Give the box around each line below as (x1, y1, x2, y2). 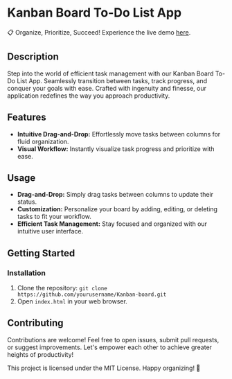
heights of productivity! (7, 350, 74, 358)
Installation (7, 268, 46, 278)
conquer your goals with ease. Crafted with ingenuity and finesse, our (7, 84, 206, 92)
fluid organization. (17, 137, 69, 146)
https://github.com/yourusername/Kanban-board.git (17, 291, 167, 299)
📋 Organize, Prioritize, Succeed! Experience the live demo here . (7, 28, 191, 36)
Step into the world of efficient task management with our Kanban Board (7, 69, 214, 78)
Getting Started (7, 247, 75, 259)
